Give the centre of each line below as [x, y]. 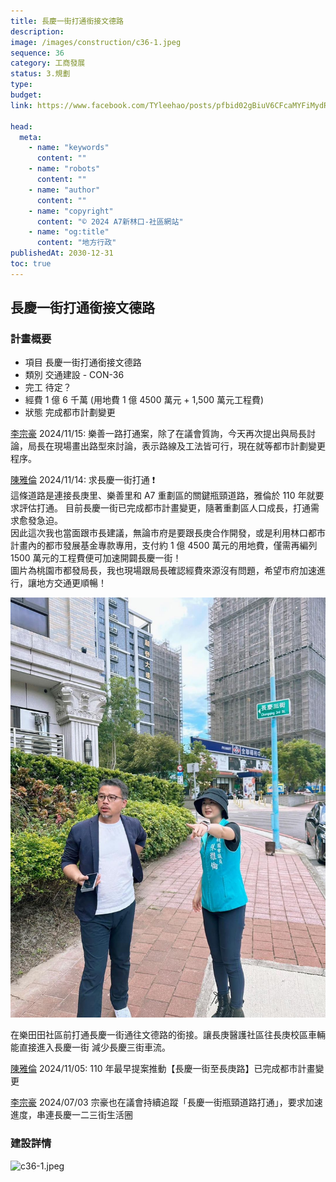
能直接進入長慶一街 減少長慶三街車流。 [90, 1047]
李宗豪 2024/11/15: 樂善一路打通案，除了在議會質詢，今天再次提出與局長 [159, 434]
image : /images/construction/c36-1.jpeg [96, 42]
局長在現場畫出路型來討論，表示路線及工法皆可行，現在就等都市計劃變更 [176, 446]
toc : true [31, 264]
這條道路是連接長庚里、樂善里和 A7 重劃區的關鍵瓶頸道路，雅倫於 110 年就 [163, 496]
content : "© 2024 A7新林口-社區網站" [110, 221]
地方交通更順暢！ [71, 583]
